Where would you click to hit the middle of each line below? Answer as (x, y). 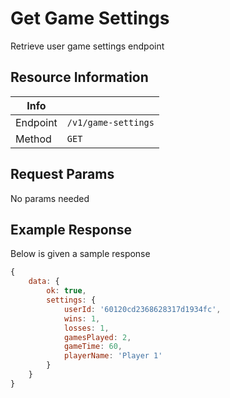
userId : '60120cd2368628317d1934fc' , (142, 309)
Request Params (62, 174)
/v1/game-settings (110, 122)
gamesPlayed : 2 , (97, 337)
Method (33, 139)
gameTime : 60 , (93, 347)
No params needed (50, 198)
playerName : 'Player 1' (113, 356)
